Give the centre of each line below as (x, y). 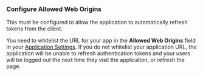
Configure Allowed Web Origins (54, 9)
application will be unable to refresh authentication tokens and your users (98, 54)
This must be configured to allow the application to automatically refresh (97, 22)
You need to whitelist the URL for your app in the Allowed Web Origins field (101, 41)
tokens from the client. (34, 29)
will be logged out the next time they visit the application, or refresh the (96, 60)
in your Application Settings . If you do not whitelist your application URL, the (101, 47)
